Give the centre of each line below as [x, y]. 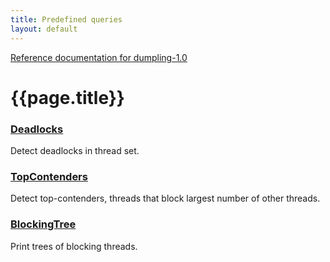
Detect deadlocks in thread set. [75, 150]
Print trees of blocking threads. [74, 246]
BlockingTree [43, 224]
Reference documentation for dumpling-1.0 [99, 57]
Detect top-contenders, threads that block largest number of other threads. [165, 198]
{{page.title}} [67, 97]
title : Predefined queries [66, 19]
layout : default [44, 29]
